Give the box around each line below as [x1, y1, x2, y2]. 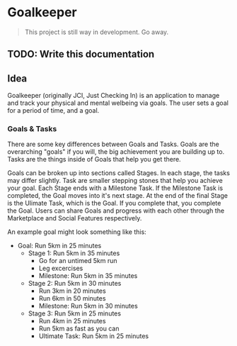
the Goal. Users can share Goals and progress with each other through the [7, 206, 225, 215]
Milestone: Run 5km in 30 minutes [38, 302, 138, 311]
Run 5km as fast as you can [38, 324, 120, 333]
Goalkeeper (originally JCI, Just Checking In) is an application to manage [7, 91, 220, 100]
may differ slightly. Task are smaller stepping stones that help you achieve [7, 177, 223, 185]
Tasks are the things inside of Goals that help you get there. [7, 155, 182, 164]
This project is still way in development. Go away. [24, 28, 169, 36]
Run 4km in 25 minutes [38, 317, 106, 325]
